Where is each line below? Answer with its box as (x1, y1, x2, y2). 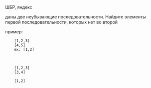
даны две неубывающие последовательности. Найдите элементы (5, 14, 146, 19)
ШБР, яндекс (5, 4, 32, 10)
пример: (5, 29, 23, 34)
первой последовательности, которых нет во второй (5, 19, 118, 25)
